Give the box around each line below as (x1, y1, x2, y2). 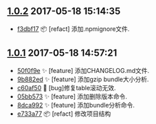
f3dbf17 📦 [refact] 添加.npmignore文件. (16, 24, 130, 33)
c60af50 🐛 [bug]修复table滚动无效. (16, 83, 116, 92)
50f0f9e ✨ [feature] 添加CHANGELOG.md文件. (16, 66, 150, 74)
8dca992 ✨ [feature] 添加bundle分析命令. (16, 101, 135, 109)
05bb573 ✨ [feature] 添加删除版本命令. (16, 92, 128, 101)
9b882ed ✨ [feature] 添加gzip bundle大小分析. (16, 75, 149, 83)
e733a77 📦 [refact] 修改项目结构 (16, 110, 111, 118)
